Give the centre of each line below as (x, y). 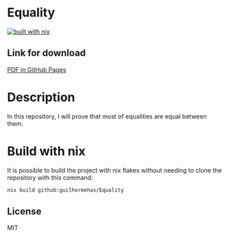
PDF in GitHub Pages (37, 69)
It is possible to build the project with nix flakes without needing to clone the (114, 170)
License (24, 211)
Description (41, 97)
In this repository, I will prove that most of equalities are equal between (107, 116)
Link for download (47, 53)
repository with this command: (50, 177)
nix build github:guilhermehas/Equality (66, 190)
